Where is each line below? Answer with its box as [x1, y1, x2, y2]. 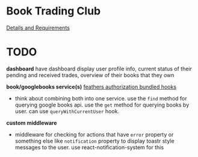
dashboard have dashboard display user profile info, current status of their [6, 65, 193, 72]
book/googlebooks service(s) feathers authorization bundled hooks [6, 83, 176, 90]
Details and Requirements [6, 24, 70, 31]
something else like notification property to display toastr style [14, 137, 175, 144]
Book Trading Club [6, 4, 101, 18]
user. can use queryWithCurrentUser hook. [14, 107, 119, 115]
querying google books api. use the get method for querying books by [14, 101, 190, 108]
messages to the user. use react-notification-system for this [14, 143, 164, 151]
